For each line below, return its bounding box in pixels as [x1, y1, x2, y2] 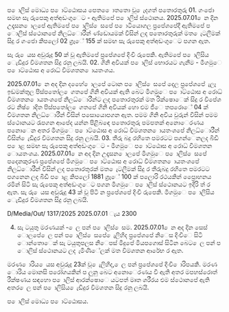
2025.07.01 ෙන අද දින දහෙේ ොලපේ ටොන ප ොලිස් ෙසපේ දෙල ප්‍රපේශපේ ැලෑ [7, 80, 217, 88]
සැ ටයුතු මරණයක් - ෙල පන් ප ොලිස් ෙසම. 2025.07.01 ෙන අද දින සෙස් [16, 223, 208, 231]
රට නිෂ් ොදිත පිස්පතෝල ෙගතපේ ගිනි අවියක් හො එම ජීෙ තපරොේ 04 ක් [7, 103, 209, 111]
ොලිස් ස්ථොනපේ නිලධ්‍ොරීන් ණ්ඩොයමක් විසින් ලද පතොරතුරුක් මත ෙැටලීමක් [7, 29, 221, 37]
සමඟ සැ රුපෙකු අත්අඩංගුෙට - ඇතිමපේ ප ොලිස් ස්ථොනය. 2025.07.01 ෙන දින [7, 14, 219, 21]
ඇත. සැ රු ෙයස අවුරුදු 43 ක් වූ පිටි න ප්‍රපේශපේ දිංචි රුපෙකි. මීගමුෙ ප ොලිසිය [7, 188, 215, 196]
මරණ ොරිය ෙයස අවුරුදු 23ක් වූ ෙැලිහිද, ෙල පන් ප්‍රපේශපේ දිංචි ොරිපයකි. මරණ [7, 260, 217, 268]
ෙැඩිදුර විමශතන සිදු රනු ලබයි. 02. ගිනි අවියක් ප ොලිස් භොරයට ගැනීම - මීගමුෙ [7, 58, 223, 66]
